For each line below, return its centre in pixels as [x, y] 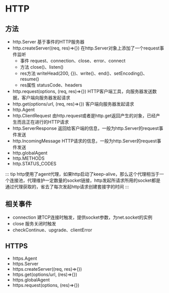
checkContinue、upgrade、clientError [52, 230]
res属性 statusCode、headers [51, 85]
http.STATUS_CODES [34, 164]
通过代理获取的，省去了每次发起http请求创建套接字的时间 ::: [67, 187]
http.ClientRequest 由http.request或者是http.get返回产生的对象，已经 [84, 116]
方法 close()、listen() [42, 67]
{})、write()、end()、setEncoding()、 [109, 73]
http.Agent [24, 110]
